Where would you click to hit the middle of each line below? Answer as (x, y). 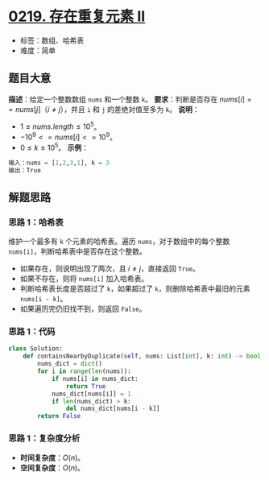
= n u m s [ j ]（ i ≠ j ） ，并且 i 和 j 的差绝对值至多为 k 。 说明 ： (104, 109)
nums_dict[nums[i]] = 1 (91, 394)
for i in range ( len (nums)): (84, 371)
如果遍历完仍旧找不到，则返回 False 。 (83, 309)
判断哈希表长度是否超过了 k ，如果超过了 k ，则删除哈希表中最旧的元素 (135, 289)
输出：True (25, 170)
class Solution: (35, 349)
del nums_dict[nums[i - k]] (113, 409)
